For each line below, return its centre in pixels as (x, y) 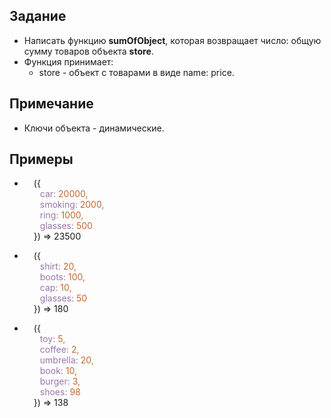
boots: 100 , (62, 277)
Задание (38, 16)
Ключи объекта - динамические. (94, 128)
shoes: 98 (60, 392)
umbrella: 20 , (66, 360)
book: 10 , (58, 371)
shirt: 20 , (58, 266)
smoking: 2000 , (72, 205)
